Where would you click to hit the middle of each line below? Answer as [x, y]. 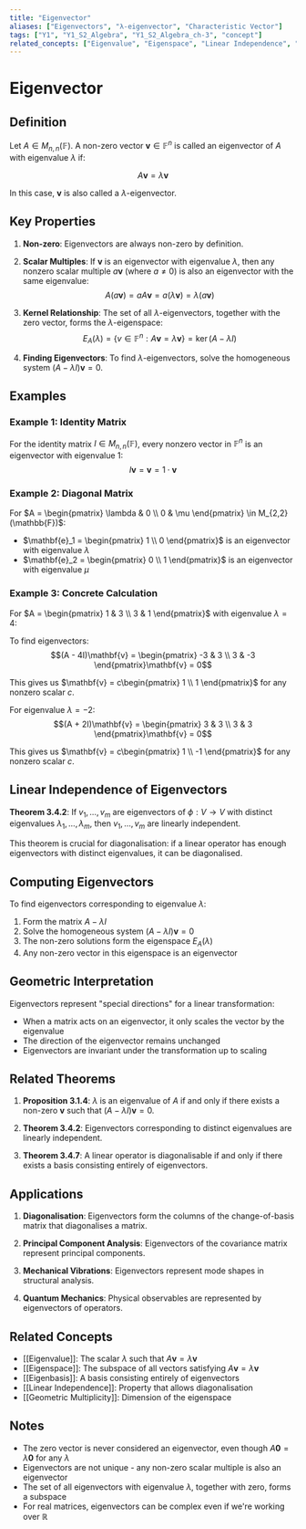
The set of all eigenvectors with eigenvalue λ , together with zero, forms [157, 1487]
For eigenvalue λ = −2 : [52, 709]
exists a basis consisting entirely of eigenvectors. [115, 1166]
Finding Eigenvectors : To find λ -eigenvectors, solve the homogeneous [156, 358]
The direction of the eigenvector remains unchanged [122, 1041]
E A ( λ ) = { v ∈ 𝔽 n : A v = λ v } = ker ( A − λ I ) [159, 338]
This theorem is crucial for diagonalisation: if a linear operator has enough [148, 843]
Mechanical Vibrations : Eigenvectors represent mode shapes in [143, 1271]
